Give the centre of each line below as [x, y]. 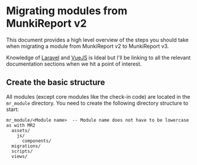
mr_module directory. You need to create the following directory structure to [97, 103]
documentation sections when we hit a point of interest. [74, 64]
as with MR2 [21, 125]
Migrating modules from [67, 11]
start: [13, 109]
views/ [20, 156]
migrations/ [26, 146]
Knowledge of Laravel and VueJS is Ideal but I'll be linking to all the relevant [98, 57]
